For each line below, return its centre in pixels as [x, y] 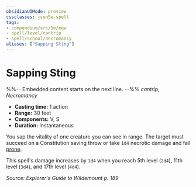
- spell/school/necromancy [39, 39]
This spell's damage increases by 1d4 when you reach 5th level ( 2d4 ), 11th [94, 160]
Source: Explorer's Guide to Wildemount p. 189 [62, 178]
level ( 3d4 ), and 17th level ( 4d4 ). [43, 167]
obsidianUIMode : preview [36, 11]
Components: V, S [37, 119]
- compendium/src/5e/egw [36, 28]
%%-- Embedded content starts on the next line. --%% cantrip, [83, 89]
